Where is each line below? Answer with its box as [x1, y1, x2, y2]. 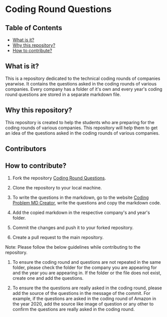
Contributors [5, 145, 47, 153]
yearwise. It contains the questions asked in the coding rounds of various [5, 80, 157, 86]
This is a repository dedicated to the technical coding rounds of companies [5, 75, 160, 81]
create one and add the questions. [12, 275, 84, 281]
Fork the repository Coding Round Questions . [12, 175, 106, 181]
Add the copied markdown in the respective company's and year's [12, 209, 150, 216]
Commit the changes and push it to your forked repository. [12, 225, 134, 231]
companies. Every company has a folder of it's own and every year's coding [5, 86, 162, 92]
